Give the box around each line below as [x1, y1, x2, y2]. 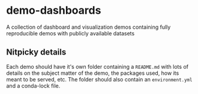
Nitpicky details [6, 47, 67, 57]
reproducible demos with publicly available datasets [6, 29, 135, 37]
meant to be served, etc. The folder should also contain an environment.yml [6, 75, 193, 83]
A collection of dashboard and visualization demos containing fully [6, 23, 171, 31]
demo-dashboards [6, 4, 101, 17]
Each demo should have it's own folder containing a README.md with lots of [6, 63, 189, 70]
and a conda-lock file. [6, 82, 61, 89]
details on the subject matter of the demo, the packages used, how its [6, 69, 179, 77]
